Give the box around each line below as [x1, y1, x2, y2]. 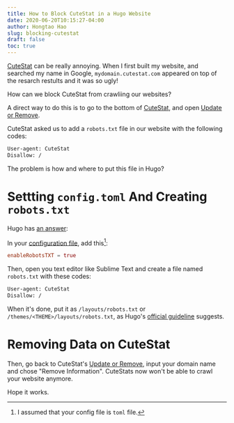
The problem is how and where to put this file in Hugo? [7, 164, 165, 173]
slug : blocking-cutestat [7, 29, 79, 37]
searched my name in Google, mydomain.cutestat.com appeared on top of [7, 69, 217, 77]
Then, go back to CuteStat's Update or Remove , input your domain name [7, 360, 216, 368]
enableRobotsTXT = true [7, 252, 77, 259]
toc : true [7, 43, 36, 49]
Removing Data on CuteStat [7, 337, 171, 353]
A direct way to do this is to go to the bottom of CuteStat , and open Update [7, 104, 222, 111]
